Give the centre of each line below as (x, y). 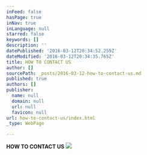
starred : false (25, 34)
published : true (27, 79)
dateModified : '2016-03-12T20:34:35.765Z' (60, 56)
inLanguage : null (28, 29)
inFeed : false (24, 12)
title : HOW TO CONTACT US (39, 62)
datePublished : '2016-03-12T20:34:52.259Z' (62, 51)
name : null (25, 96)
